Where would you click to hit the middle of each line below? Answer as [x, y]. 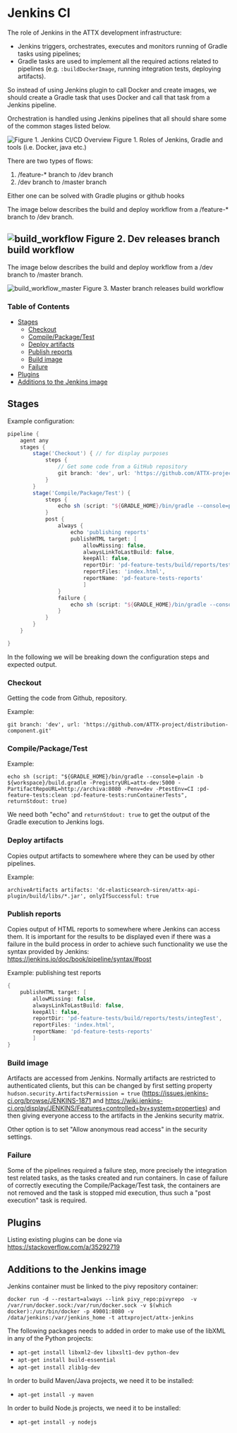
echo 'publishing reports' [110, 532]
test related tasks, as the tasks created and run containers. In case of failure [118, 1178]
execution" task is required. [47, 1200]
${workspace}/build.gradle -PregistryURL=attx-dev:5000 [91, 783]
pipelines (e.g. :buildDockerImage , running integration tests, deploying [119, 68]
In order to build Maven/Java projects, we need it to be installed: [101, 1381]
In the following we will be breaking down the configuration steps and [108, 657]
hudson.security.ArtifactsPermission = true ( [76, 1093]
